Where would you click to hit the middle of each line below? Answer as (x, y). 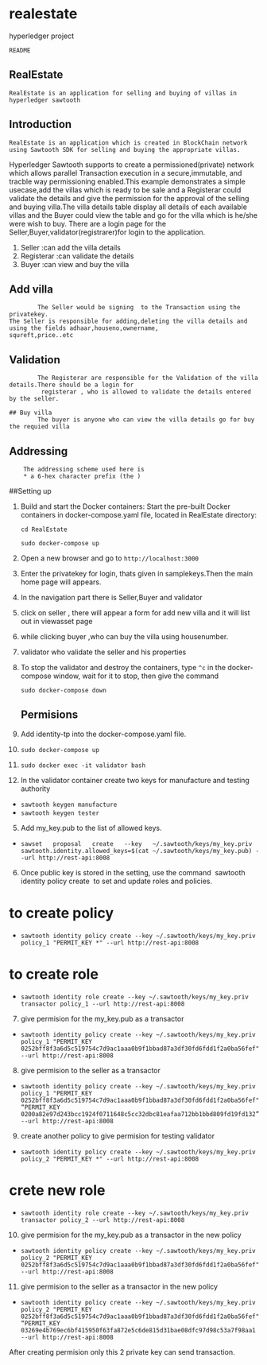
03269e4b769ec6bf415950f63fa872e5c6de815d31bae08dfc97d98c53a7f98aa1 (138, 1330)
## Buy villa (31, 413)
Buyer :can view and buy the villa (75, 264)
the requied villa (39, 427)
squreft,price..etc (41, 335)
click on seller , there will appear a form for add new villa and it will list (135, 613)
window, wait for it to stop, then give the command (136, 676)
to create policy (62, 913)
